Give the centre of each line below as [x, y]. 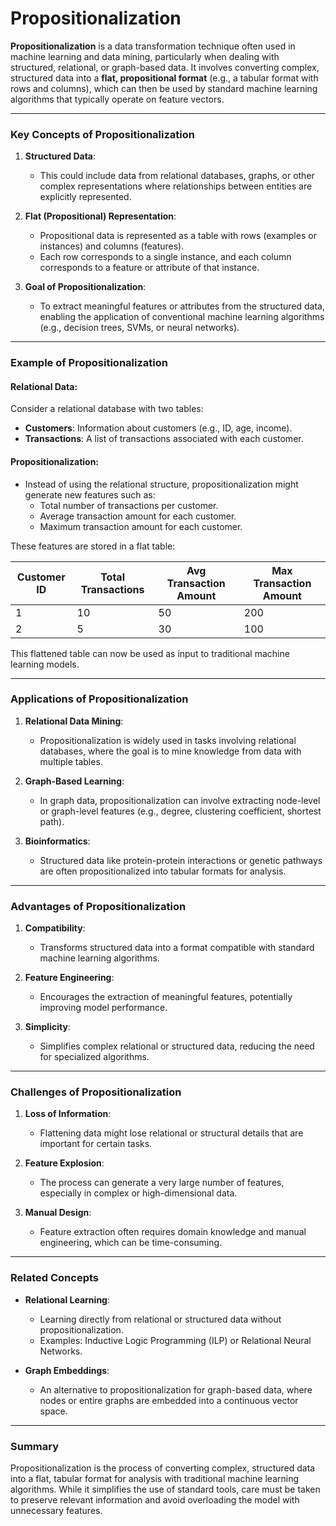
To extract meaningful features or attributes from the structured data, [182, 306]
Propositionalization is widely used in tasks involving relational [168, 740]
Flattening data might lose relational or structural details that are [171, 1133]
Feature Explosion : [64, 1163]
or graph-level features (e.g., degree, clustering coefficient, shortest [180, 811]
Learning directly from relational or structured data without [160, 1319]
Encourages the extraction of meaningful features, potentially [166, 997]
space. [53, 1411]
